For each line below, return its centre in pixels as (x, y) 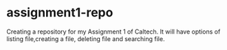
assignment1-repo (60, 13)
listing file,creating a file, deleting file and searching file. (86, 38)
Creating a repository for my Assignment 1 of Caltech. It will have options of (113, 32)
